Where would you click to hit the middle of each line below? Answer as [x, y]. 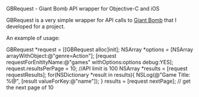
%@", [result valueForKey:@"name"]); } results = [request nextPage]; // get [98, 81]
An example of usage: [33, 38]
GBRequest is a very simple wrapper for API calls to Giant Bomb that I [91, 20]
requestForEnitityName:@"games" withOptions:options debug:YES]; [90, 62]
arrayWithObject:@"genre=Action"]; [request [61, 56]
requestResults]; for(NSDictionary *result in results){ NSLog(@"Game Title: [98, 75]
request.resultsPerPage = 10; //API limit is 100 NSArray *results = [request [97, 68]
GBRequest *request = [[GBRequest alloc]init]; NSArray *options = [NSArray [100, 49]
